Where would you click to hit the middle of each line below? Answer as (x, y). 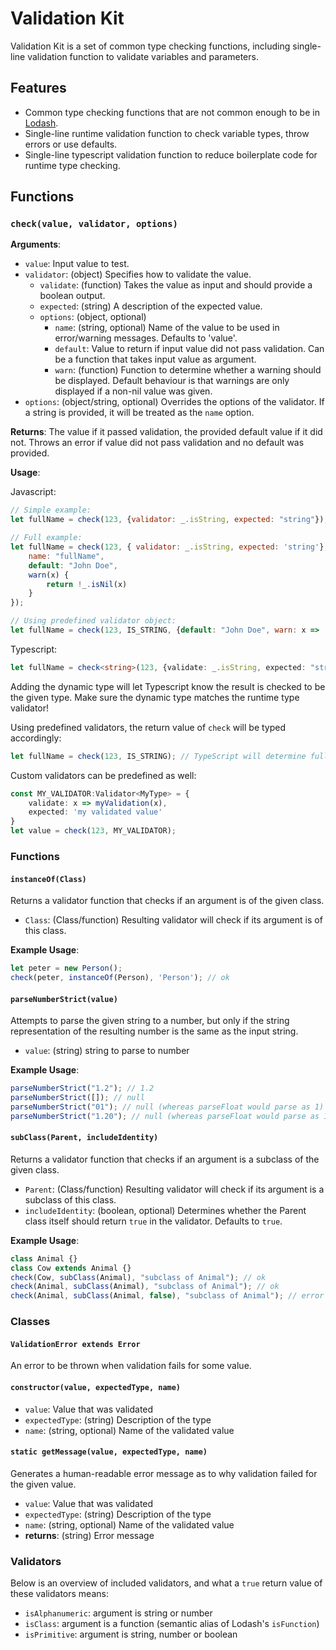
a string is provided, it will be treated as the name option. (139, 413)
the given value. (43, 1484)
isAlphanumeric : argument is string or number (118, 1613)
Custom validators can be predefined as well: (103, 775)
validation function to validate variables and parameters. (143, 56)
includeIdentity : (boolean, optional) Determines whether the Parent (165, 1210)
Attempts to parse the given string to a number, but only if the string (150, 1021)
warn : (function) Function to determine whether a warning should (188, 370)
